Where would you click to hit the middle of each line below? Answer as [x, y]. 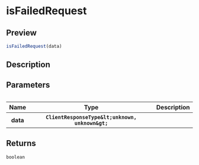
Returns [21, 143]
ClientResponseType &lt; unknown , [91, 117]
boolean [16, 157]
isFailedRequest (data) [34, 46]
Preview [22, 33]
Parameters [28, 85]
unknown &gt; [91, 123]
